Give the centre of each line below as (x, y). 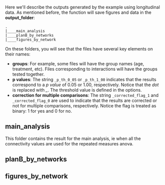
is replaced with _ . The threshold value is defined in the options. (77, 90)
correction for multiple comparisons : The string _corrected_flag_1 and (85, 95)
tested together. (28, 74)
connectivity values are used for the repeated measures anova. (69, 143)
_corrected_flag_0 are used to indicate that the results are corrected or (85, 100)
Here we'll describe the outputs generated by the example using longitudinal (82, 7)
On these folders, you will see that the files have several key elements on (79, 49)
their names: (18, 54)
